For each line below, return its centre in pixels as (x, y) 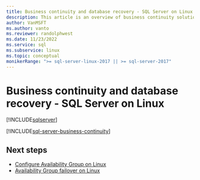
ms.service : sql (26, 45)
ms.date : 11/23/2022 (32, 39)
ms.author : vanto (28, 28)
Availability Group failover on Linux (57, 170)
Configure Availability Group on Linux (60, 165)
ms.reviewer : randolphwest (40, 34)
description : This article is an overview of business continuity (90, 17)
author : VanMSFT (26, 23)
